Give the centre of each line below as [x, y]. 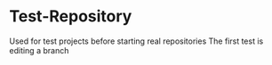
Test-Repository [71, 16]
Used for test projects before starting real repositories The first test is [136, 41]
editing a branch [39, 50]
